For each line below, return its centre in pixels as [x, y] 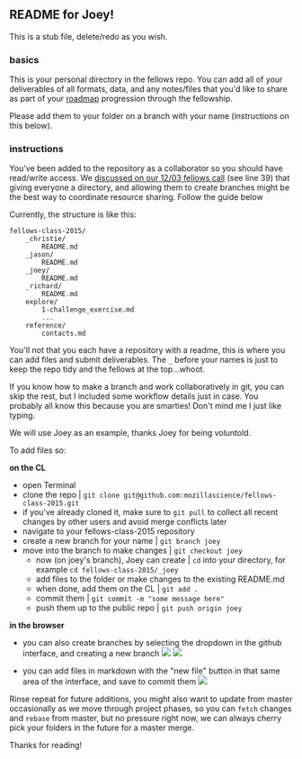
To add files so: [38, 450]
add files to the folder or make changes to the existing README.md [160, 579]
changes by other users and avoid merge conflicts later [124, 522]
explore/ [42, 302]
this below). [31, 126]
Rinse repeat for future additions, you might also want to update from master [151, 699]
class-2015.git [51, 503]
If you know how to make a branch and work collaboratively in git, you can [147, 387]
